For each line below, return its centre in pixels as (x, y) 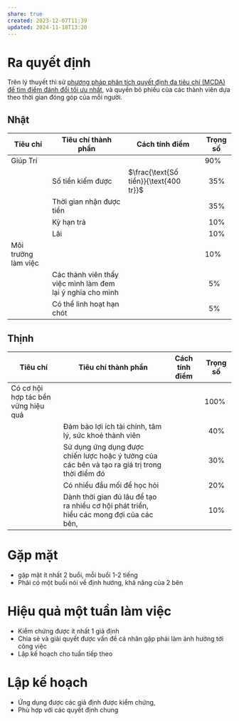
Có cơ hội (27, 388)
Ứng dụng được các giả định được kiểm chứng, (86, 702)
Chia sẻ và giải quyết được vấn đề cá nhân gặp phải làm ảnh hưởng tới (121, 638)
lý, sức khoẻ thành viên (102, 435)
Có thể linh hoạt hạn (86, 304)
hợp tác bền (31, 397)
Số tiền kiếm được (82, 181)
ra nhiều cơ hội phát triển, (106, 505)
